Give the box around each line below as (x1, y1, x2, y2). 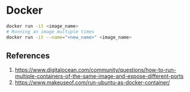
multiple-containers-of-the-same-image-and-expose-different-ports (14, 72, 184, 80)
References (6, 50, 50, 61)
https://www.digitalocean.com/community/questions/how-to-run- (14, 66, 177, 74)
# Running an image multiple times (6, 28, 95, 34)
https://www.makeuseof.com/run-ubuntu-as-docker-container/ (14, 79, 170, 86)
